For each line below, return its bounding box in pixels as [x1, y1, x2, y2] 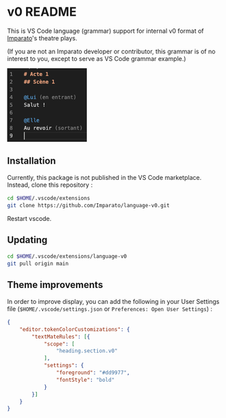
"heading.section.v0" [55, 348, 118, 354]
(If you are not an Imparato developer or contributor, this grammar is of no [7, 47, 216, 55]
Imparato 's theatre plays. [7, 34, 77, 42]
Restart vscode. [7, 214, 52, 222]
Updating [7, 234, 48, 246]
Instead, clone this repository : [7, 181, 93, 189]
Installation [7, 155, 56, 167]
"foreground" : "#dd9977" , [55, 369, 130, 376]
